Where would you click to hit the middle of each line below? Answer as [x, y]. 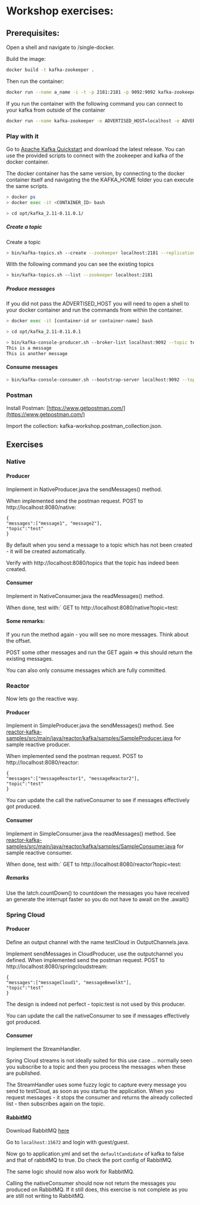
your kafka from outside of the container [56, 110]
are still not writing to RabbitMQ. [46, 1196]
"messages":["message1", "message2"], [54, 523]
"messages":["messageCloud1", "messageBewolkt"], [69, 982]
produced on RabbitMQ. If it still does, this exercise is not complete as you [97, 1189]
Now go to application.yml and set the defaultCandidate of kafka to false [95, 1154]
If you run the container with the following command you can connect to [95, 103]
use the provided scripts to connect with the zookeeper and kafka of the [95, 155]
